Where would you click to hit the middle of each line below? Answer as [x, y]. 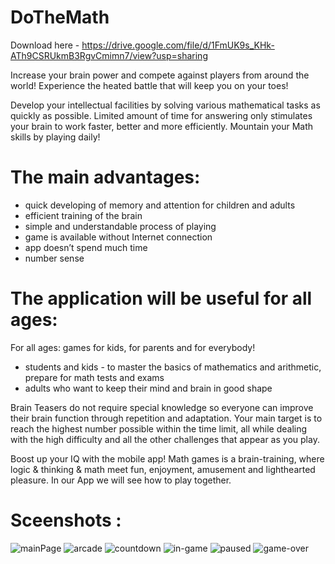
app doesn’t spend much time [86, 247]
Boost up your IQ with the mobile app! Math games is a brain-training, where [167, 458]
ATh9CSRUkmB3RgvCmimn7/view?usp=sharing [109, 55]
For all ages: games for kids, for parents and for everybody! [133, 347]
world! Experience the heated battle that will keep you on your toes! [149, 85]
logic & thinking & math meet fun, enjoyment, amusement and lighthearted [163, 469]
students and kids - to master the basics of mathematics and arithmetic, [173, 367]
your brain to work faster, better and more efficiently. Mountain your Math [162, 126]
